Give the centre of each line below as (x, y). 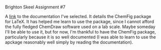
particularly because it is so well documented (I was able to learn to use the (80, 37)
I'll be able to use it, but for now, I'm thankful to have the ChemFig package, (80, 32)
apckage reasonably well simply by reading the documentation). (69, 42)
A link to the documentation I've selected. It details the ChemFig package (78, 16)
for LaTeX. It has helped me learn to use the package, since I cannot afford (80, 22)
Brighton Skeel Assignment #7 (35, 7)
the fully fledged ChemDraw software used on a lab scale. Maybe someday (80, 27)
